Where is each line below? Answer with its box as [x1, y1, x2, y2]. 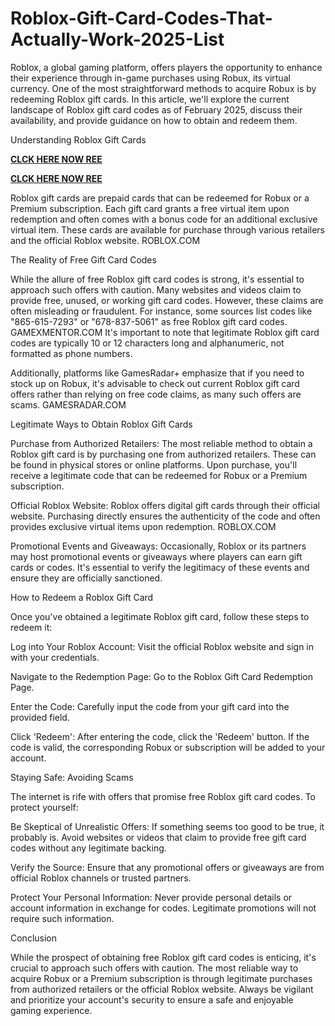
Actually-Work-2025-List [10, 28, 225, 51]
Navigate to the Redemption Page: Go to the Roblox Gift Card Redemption [10, 670, 314, 682]
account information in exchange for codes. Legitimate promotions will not [10, 902, 317, 914]
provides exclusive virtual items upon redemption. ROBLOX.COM [10, 520, 277, 532]
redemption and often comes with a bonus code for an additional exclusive [10, 213, 318, 225]
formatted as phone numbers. [10, 347, 133, 359]
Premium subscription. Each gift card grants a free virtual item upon [10, 202, 290, 214]
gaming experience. [10, 1004, 93, 1016]
